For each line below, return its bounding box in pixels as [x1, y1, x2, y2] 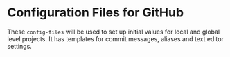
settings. [7, 42, 33, 50]
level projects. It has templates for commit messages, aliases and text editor [7, 34, 224, 43]
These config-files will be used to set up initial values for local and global [7, 27, 220, 36]
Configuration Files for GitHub [7, 5, 184, 21]
